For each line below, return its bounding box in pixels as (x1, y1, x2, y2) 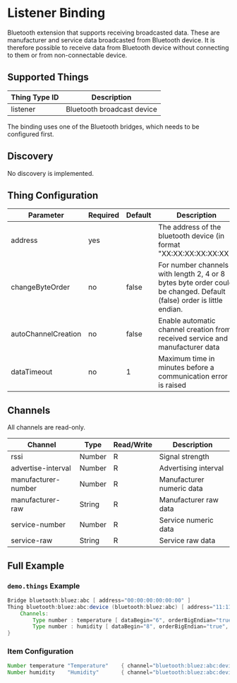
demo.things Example (7, 581, 80, 590)
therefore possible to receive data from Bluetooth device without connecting (7, 43, 229, 52)
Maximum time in (158, 354, 215, 364)
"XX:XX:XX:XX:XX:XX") (158, 249, 235, 259)
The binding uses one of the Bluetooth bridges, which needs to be (7, 122, 200, 131)
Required (87, 210, 120, 220)
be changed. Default (158, 287, 226, 297)
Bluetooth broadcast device (66, 104, 157, 114)
